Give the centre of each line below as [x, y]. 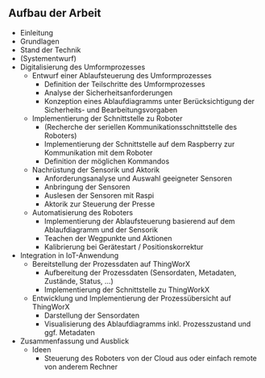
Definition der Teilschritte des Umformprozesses [124, 84]
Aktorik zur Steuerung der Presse [99, 204]
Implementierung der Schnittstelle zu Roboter [107, 118]
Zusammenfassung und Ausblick [75, 341]
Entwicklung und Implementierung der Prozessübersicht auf [132, 298]
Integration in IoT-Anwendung [69, 255]
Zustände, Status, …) [79, 280]
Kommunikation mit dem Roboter [98, 152]
